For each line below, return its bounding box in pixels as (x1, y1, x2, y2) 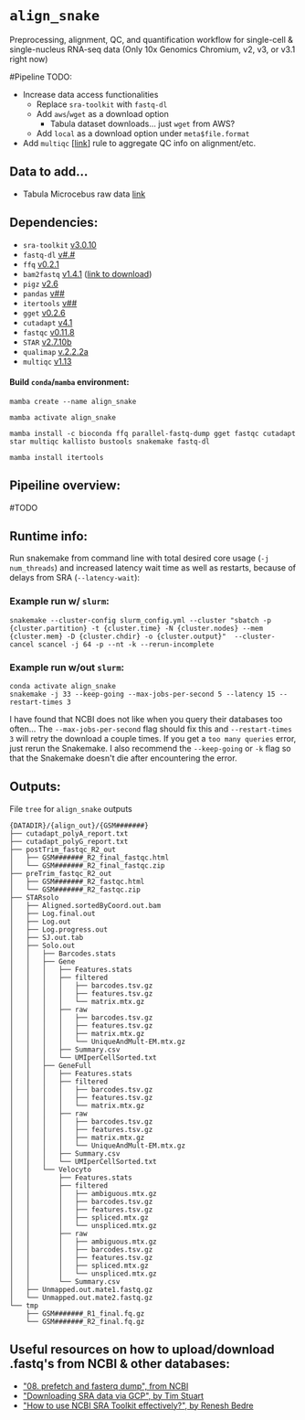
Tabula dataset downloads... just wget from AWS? (49, 118, 236, 129)
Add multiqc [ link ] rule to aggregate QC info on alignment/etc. (22, 137, 257, 148)
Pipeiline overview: (9, 478, 121, 494)
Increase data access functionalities (22, 89, 159, 100)
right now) (9, 53, 48, 64)
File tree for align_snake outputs (9, 803, 132, 814)
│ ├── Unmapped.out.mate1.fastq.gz (9, 1285, 153, 1294)
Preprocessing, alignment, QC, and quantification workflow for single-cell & (9, 34, 294, 45)
